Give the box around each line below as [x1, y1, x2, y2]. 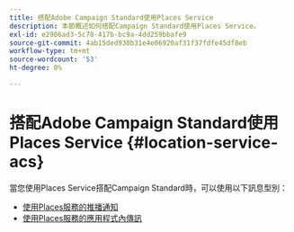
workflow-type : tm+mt [9, 47, 91, 56]
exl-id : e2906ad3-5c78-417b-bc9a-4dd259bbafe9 [9, 30, 187, 39]
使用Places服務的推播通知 [22, 201, 119, 212]
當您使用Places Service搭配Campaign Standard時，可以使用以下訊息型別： [9, 182, 288, 193]
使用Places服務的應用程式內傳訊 [22, 212, 142, 223]
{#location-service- [126, 132, 279, 153]
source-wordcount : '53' [9, 55, 99, 64]
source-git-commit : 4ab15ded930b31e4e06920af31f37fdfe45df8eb [9, 38, 247, 48]
